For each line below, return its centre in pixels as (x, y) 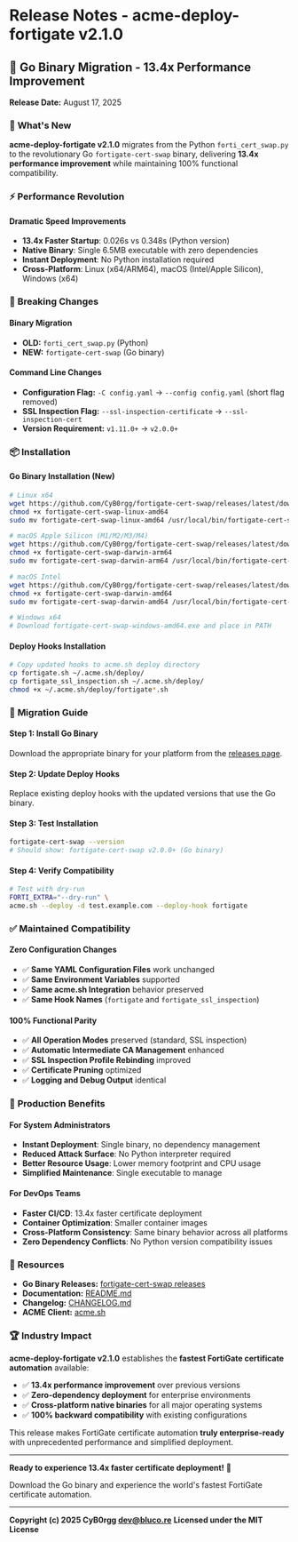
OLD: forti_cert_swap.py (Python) (85, 342)
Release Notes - (69, 16)
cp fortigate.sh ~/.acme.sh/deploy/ (77, 673)
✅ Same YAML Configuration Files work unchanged (118, 970)
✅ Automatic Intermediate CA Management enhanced (123, 1051)
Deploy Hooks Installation (58, 646)
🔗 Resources (37, 1265)
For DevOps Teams (45, 1193)
